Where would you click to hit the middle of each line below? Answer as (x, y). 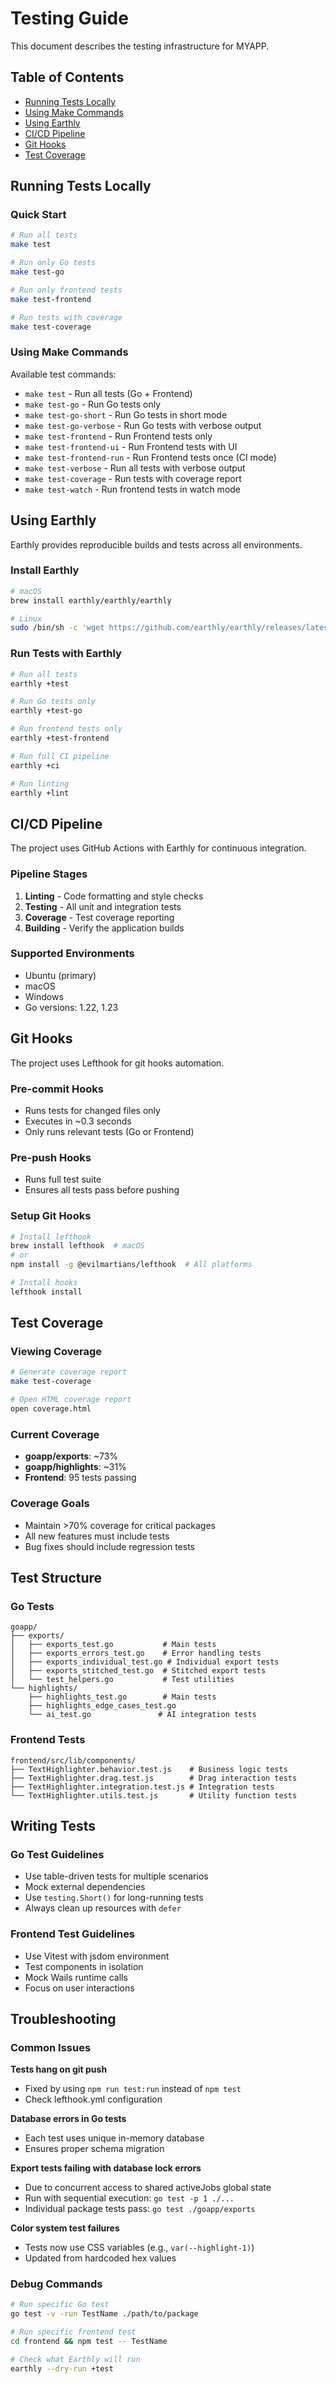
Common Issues (51, 2047)
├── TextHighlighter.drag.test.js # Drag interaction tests (154, 1778)
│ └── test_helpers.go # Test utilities (122, 1680)
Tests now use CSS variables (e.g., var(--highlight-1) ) (139, 2248)
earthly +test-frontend (60, 738)
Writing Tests (53, 1825)
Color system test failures (65, 2228)
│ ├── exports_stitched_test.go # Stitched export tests (138, 1671)
